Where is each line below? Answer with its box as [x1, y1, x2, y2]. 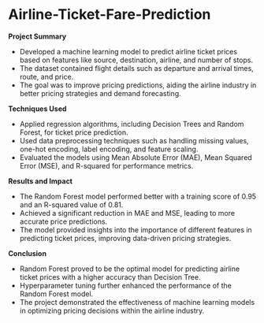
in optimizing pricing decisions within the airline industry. [19, 306, 205, 315]
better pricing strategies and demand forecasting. [19, 88, 181, 98]
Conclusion [8, 248, 47, 258]
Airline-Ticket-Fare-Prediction [8, 6, 211, 24]
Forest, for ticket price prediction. [19, 128, 128, 137]
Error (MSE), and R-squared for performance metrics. [19, 161, 194, 170]
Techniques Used [8, 104, 67, 113]
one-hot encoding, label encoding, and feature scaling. [19, 144, 199, 154]
